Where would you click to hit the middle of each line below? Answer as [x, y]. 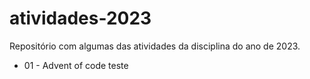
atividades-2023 [80, 18]
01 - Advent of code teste [76, 65]
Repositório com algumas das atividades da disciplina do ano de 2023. [155, 46]
